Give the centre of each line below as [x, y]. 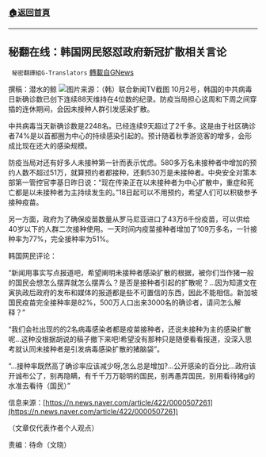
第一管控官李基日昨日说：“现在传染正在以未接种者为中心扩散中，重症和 [131, 182]
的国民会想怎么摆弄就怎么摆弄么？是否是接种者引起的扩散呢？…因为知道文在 [133, 282]
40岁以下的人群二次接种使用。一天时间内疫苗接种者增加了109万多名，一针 [129, 229]
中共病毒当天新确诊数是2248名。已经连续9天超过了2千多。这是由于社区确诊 [132, 126]
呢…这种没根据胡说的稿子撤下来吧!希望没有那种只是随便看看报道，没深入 [127, 340]
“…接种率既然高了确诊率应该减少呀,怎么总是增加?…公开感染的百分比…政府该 [132, 366]
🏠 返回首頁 [29, 12]
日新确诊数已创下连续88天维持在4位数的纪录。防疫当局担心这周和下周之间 [129, 99]
